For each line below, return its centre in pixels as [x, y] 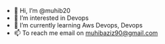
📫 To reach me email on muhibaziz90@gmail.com [86, 33]
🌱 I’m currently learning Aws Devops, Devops [78, 25]
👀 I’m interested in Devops [51, 18]
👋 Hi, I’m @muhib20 [42, 11]
